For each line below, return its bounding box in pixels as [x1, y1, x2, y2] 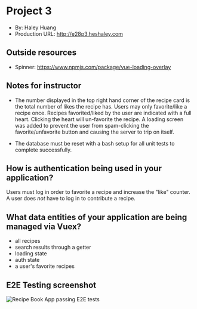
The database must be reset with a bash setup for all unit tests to [14, 140, 175, 147]
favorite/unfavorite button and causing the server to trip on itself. [14, 128, 174, 135]
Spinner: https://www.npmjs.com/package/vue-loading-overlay [14, 63, 171, 70]
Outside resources [6, 48, 76, 58]
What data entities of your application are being [6, 212, 187, 222]
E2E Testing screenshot [6, 280, 97, 290]
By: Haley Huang [14, 24, 57, 31]
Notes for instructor [6, 81, 82, 91]
